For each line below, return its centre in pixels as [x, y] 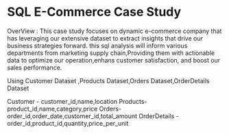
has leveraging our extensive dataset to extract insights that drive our [105, 38]
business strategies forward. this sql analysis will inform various [97, 45]
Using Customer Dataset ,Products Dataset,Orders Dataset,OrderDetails [108, 80]
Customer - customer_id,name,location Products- [77, 101]
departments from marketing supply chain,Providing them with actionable [111, 53]
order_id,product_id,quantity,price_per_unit [68, 123]
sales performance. [35, 67]
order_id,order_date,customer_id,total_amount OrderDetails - [93, 116]
